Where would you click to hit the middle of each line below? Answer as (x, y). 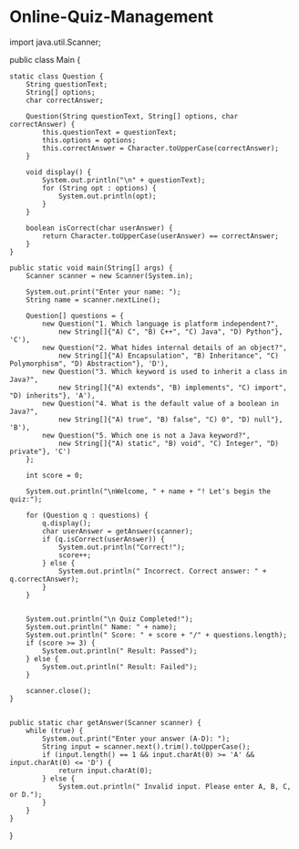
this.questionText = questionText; (110, 132)
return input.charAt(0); (105, 771)
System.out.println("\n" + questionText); (124, 180)
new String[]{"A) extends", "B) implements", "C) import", (172, 388)
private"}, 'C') (40, 451)
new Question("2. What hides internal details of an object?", (165, 347)
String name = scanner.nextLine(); (93, 300)
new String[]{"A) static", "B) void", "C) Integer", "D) (169, 443)
